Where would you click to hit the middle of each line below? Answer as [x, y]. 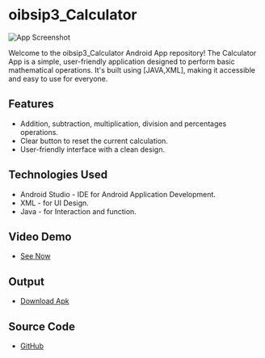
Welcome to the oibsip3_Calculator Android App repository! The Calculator [132, 53]
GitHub [32, 346]
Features [31, 104]
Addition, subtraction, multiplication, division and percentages [123, 124]
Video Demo [40, 236]
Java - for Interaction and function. [78, 211]
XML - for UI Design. [54, 203]
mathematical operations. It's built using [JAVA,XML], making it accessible [132, 69]
